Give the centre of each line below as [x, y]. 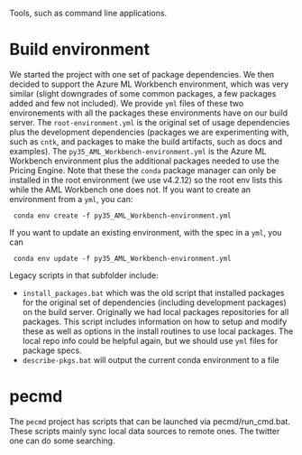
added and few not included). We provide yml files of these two [127, 103]
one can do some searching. [62, 441]
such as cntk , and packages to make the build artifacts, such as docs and [146, 141]
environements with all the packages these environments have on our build [149, 113]
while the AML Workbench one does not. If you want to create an [130, 190]
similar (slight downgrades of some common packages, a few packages [143, 93]
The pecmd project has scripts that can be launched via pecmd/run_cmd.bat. [150, 421]
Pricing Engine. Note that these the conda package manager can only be [143, 170]
